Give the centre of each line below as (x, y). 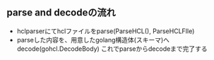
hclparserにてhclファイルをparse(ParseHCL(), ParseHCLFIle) (106, 31)
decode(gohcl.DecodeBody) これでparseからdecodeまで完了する (112, 49)
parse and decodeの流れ (61, 13)
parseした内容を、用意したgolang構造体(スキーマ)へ (93, 40)
